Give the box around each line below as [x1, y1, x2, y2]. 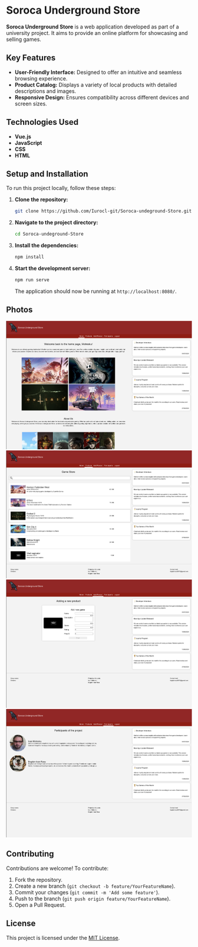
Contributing [6, 849, 54, 859]
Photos [6, 305, 33, 315]
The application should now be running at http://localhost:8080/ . [14, 288, 177, 295]
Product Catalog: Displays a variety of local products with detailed [14, 81, 177, 88]
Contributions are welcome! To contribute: [6, 865, 109, 872]
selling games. [6, 36, 41, 43]
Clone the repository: [14, 196, 68, 203]
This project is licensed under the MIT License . [6, 934, 120, 941]
